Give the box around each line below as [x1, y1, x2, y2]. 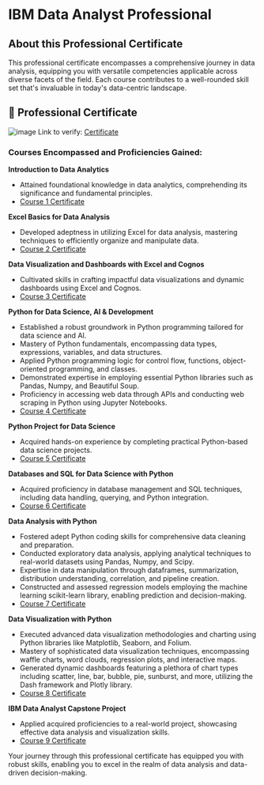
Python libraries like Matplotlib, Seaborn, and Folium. [19, 638, 192, 647]
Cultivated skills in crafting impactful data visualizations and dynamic [19, 275, 245, 285]
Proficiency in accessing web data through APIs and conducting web [19, 390, 245, 399]
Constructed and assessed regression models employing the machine [19, 583, 247, 592]
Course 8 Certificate [19, 689, 87, 698]
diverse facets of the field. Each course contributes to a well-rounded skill [8, 75, 249, 84]
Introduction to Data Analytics [8, 164, 109, 175]
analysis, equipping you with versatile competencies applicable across [8, 66, 238, 76]
